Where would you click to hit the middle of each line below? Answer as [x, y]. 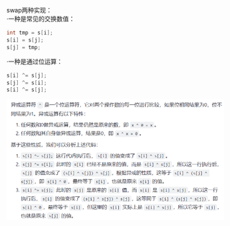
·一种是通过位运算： [35, 62]
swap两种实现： [29, 10]
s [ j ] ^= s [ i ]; [27, 83]
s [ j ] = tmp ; [23, 47]
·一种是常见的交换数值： [41, 19]
